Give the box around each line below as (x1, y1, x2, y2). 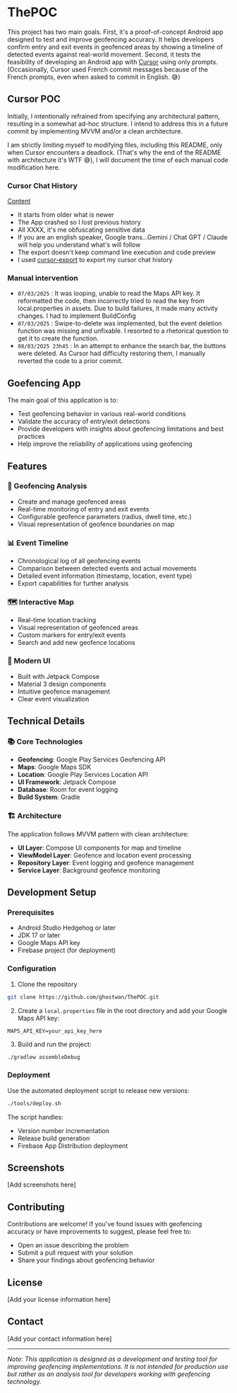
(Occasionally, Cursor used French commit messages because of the (7, 65, 208, 73)
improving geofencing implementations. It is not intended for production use (7, 1362, 229, 1370)
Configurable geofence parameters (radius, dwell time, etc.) (17, 512, 192, 521)
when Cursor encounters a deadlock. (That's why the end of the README (7, 148, 221, 156)
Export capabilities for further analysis (17, 579, 129, 588)
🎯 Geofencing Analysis (7, 481, 87, 491)
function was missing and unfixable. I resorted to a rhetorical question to (17, 326, 229, 336)
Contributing (7, 1201, 65, 1213)
